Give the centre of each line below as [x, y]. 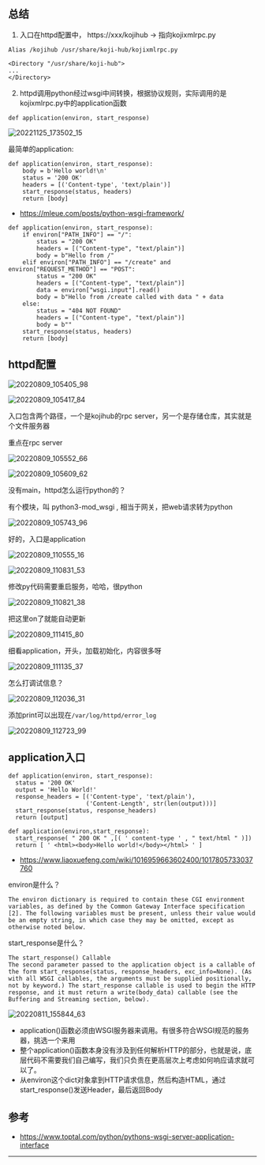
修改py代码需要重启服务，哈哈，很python [76, 586]
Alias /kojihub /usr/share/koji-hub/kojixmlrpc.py [93, 50]
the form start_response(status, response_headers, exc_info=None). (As [130, 972]
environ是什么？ [34, 885]
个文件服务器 [29, 426]
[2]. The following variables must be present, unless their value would [132, 913]
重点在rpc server [35, 442]
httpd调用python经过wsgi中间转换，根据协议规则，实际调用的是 [123, 93]
